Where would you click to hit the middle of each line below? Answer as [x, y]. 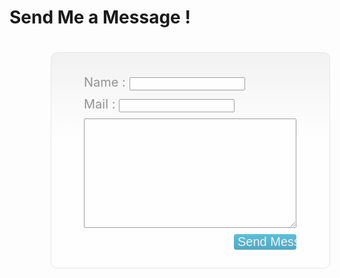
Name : [104, 82]
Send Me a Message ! [100, 17]
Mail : [99, 104]
